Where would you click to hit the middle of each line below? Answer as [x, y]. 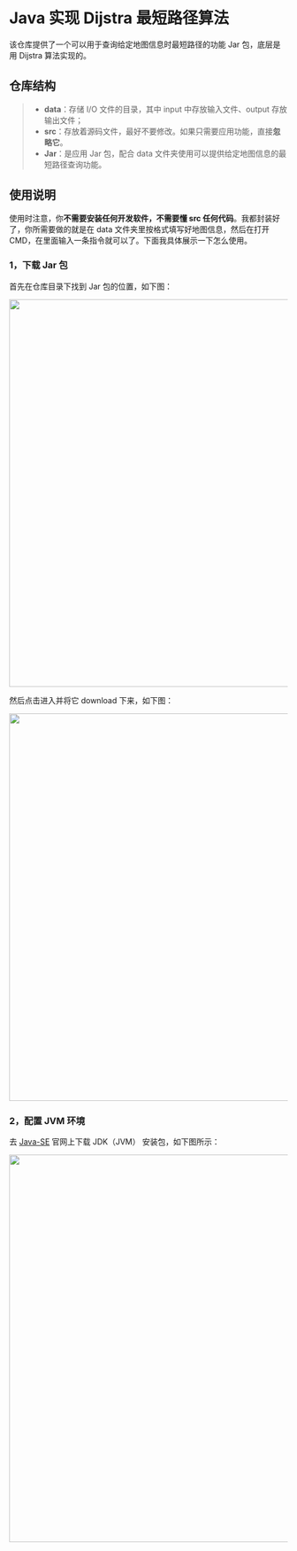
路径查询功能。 [79, 164]
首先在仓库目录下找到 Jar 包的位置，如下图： [91, 286]
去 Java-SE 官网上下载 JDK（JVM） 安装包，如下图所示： [114, 1142]
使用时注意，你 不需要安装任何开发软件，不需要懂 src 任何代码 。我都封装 [141, 218]
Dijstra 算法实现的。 [55, 55]
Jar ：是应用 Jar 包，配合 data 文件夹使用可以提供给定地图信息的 [161, 153]
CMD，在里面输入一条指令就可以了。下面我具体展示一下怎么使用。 [130, 240]
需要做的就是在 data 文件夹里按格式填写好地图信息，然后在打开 [154, 229]
